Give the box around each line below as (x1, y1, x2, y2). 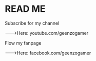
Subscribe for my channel (5, 20, 60, 26)
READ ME (5, 3, 46, 15)
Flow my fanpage (5, 39, 42, 46)
